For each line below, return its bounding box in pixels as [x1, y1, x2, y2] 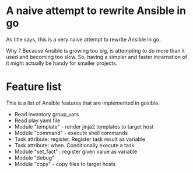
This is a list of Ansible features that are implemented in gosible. [6, 99, 160, 106]
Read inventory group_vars [14, 110, 79, 117]
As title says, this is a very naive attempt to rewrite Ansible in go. [6, 36, 161, 43]
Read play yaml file [14, 117, 61, 124]
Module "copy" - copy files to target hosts [14, 160, 116, 167]
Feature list [6, 80, 62, 94]
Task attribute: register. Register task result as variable [14, 136, 146, 143]
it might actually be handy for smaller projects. [6, 60, 118, 67]
